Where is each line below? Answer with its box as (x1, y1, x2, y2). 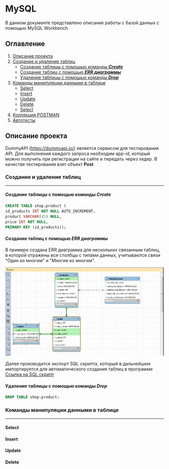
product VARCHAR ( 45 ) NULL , (5, 214, 62, 219)
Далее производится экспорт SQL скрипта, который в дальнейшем (5, 361, 151, 367)
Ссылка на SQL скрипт (5, 371, 54, 377)
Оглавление (5, 40, 45, 48)
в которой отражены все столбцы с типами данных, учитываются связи (5, 252, 160, 258)
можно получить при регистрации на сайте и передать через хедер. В (5, 155, 157, 162)
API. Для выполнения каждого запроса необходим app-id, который (5, 150, 150, 157)
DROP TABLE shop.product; (5, 395, 59, 400)
